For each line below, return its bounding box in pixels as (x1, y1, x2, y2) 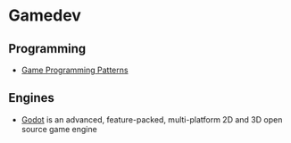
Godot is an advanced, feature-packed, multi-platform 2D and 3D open (21, 114, 283, 125)
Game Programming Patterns (21, 64, 129, 75)
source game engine (21, 123, 97, 134)
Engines (8, 90, 55, 105)
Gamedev (8, 5, 82, 26)
